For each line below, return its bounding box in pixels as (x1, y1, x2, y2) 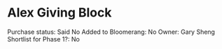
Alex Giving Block (7, 5, 112, 21)
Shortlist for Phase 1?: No (7, 35, 81, 43)
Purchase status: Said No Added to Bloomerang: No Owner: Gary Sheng (7, 28, 216, 36)
